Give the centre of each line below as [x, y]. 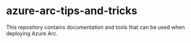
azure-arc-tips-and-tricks [72, 11]
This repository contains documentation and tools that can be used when [95, 27]
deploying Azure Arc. [32, 33]
